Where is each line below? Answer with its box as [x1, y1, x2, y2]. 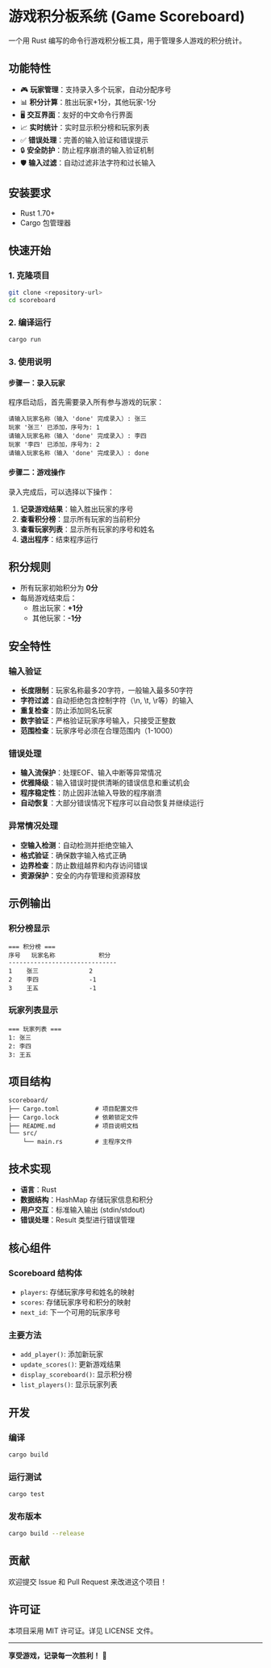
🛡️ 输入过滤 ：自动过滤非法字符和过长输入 [19, 158, 156, 167]
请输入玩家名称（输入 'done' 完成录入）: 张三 [8, 415, 147, 423]
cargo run [8, 336, 42, 344]
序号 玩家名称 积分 [8, 952, 111, 960]
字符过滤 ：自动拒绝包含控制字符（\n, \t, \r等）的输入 [19, 695, 194, 705]
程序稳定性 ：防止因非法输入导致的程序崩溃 [19, 788, 162, 798]
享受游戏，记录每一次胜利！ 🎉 [8, 1650, 107, 1660]
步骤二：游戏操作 [8, 467, 65, 477]
